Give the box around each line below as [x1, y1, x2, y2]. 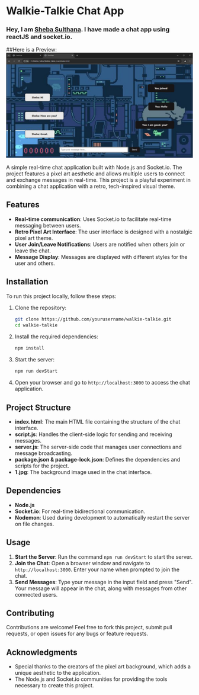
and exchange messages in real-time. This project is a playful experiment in [6, 176, 191, 183]
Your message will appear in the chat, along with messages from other [14, 585, 187, 592]
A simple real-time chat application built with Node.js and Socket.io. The [6, 164, 182, 171]
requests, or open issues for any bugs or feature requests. [6, 630, 149, 638]
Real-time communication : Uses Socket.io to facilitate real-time [14, 215, 172, 223]
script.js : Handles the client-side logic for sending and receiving [14, 431, 173, 438]
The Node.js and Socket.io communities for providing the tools [14, 675, 168, 683]
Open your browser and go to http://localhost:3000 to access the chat [14, 379, 191, 386]
